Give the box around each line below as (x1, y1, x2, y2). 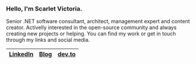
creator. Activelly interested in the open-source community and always (6, 24, 177, 31)
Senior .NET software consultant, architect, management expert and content (6, 18, 190, 25)
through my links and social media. (6, 37, 90, 44)
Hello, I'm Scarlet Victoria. (6, 5, 82, 13)
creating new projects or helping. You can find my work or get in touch (6, 30, 177, 37)
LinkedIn (9, 50, 34, 58)
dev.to (57, 50, 76, 58)
